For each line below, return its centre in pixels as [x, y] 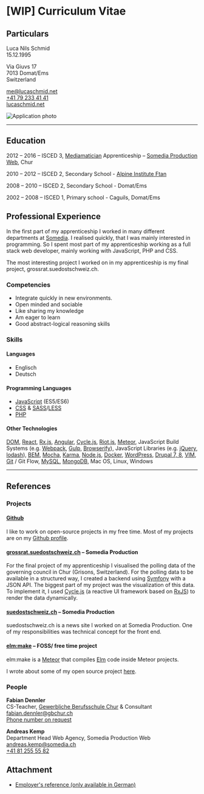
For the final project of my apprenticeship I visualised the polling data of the [101, 566]
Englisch [26, 368]
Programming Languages [39, 388]
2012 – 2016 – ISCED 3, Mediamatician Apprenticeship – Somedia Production [102, 155]
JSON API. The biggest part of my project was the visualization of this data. [101, 585]
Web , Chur [20, 162]
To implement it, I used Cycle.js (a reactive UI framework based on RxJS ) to [101, 591]
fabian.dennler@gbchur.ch [39, 713]
